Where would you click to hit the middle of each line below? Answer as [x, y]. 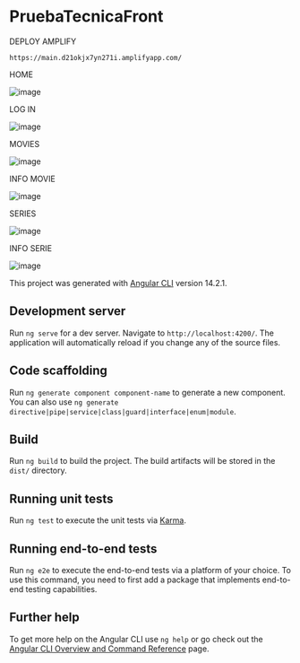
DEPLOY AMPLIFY [43, 41]
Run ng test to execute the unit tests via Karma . [98, 520]
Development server [68, 311]
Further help [45, 618]
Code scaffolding [58, 371]
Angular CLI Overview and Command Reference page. [109, 649]
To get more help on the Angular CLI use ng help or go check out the [136, 639]
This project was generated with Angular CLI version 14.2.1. [118, 283]
